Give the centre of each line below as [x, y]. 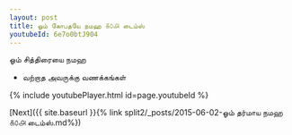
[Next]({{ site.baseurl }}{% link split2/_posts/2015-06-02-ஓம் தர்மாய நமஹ [146, 113]
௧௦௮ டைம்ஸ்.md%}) [45, 122]
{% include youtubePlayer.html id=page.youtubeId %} [109, 96]
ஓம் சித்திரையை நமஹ [48, 60]
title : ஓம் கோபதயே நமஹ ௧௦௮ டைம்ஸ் [77, 26]
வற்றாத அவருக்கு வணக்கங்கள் [74, 78]
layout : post [34, 17]
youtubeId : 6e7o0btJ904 [54, 34]
